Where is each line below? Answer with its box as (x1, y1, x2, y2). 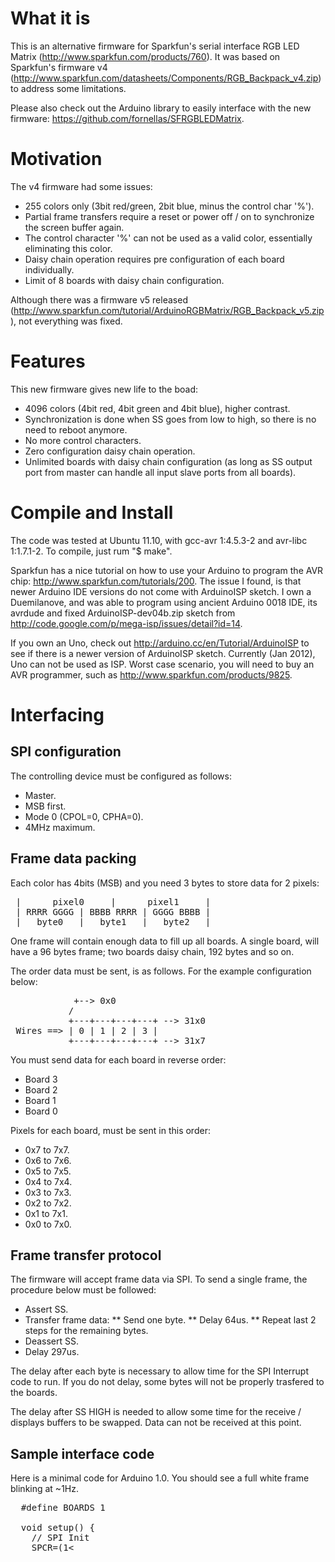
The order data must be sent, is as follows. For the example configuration (10, 965, 312, 977)
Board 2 (24, 1083, 58, 1096)
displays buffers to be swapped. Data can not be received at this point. (10, 1417, 302, 1429)
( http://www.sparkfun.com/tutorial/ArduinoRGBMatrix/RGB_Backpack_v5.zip (10, 304, 325, 316)
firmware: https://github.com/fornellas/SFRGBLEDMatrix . (10, 112, 245, 124)
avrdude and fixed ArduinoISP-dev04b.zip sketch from (10, 607, 236, 619)
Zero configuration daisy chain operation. (24, 445, 196, 457)
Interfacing (10, 703, 105, 726)
